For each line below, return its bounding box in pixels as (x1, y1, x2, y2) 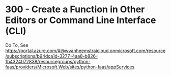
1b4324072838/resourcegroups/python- (5, 58, 91, 64)
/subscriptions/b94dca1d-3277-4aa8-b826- (5, 53, 98, 59)
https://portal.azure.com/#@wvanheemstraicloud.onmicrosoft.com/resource (5, 47, 166, 54)
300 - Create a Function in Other (5, 4, 145, 15)
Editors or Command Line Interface (5, 14, 156, 26)
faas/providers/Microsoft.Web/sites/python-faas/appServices (5, 64, 135, 70)
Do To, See (5, 42, 29, 48)
